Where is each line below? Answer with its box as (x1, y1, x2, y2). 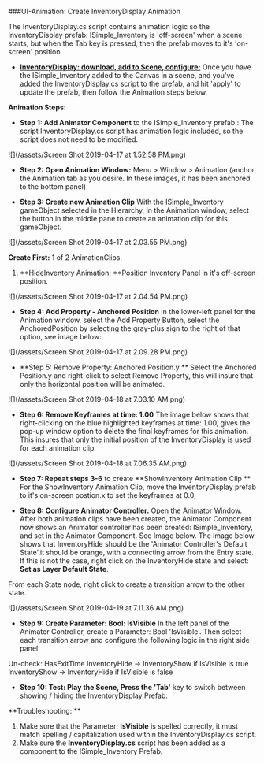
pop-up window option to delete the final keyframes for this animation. (19, 427, 249, 436)
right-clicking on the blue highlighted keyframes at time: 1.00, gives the (19, 418, 251, 428)
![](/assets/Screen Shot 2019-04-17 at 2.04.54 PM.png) (8, 291, 188, 301)
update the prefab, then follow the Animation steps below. (19, 87, 208, 97)
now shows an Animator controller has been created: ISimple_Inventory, (19, 523, 254, 532)
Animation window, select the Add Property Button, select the (19, 315, 220, 325)
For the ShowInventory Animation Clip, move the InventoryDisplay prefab (19, 482, 257, 491)
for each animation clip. (19, 443, 97, 452)
